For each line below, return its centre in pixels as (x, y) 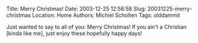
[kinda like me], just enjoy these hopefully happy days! (74, 33)
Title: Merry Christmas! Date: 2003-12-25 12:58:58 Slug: (76, 9)
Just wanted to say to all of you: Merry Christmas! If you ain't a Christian (96, 27)
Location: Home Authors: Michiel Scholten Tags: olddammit (106, 15)
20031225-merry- (170, 9)
